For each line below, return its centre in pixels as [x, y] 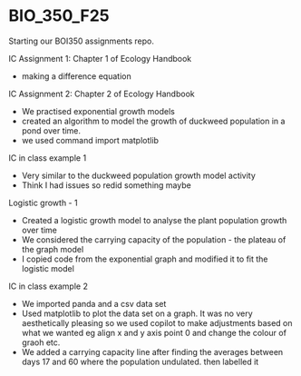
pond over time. [51, 130]
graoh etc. [41, 342]
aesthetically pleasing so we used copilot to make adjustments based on [157, 322]
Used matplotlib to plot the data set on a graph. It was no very [137, 313]
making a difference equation [77, 76]
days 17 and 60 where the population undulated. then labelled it [140, 361]
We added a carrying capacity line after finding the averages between [152, 351]
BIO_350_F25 [59, 16]
